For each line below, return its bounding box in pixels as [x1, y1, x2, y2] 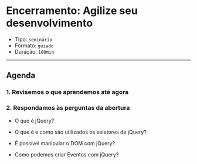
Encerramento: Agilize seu [6, 4, 138, 18]
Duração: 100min [14, 48, 55, 55]
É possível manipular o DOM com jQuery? [14, 139, 116, 146]
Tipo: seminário [14, 36, 53, 43]
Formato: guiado [14, 42, 54, 49]
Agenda [6, 71, 36, 81]
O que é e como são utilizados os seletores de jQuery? [14, 128, 147, 135]
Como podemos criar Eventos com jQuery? [14, 151, 119, 158]
